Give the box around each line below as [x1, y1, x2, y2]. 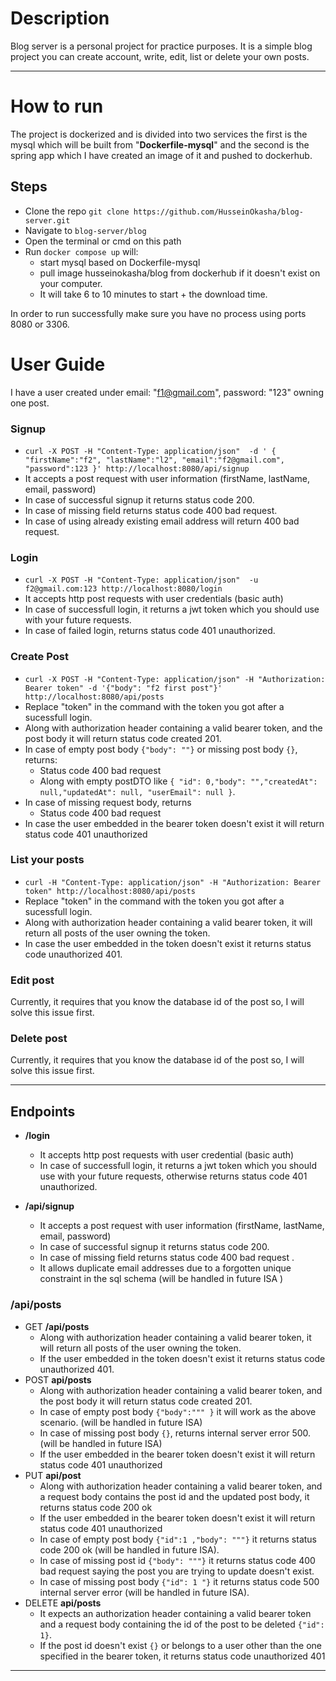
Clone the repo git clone [24, 205, 130, 217]
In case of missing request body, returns [24, 796, 192, 808]
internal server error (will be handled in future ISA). [39, 1586, 250, 1598]
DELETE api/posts [24, 1597, 102, 1609]
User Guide [10, 353, 106, 376]
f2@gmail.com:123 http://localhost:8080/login [24, 584, 223, 594]
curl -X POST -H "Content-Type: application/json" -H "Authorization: [24, 674, 326, 684]
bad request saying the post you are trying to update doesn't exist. [39, 1565, 315, 1577]
